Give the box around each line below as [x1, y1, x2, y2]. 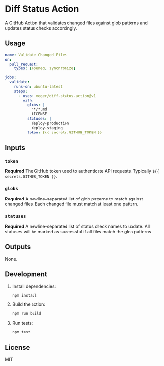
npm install [12, 293, 37, 298]
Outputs [5, 243, 31, 251]
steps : [14, 89, 28, 94]
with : [23, 98, 34, 103]
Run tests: [12, 320, 33, 326]
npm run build [12, 311, 41, 316]
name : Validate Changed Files [5, 52, 67, 57]
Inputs [5, 144, 26, 152]
